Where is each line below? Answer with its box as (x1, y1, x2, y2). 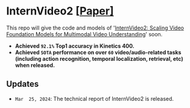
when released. (14, 62, 55, 69)
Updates (6, 79, 39, 89)
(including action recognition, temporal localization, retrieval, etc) (14, 55, 183, 62)
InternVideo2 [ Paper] (6, 4, 114, 18)
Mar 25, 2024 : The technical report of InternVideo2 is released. (14, 95, 174, 102)
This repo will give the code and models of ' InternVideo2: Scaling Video (6, 24, 184, 31)
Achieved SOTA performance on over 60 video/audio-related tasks (14, 48, 182, 56)
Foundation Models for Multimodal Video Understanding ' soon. (6, 30, 163, 37)
